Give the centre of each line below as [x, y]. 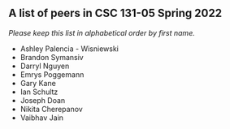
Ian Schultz [39, 92]
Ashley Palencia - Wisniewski [69, 49]
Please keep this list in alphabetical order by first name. [102, 32]
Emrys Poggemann [52, 74]
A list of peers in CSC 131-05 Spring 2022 [115, 13]
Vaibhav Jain [41, 118]
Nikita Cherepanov [51, 109]
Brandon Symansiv [52, 57]
